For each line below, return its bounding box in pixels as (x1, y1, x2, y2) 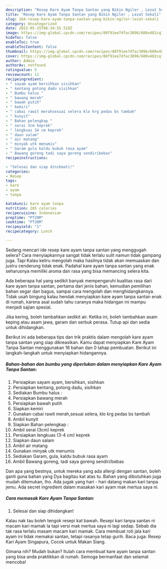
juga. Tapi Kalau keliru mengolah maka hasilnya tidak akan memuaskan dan (5, 257, 160, 263)
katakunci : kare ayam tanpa (5, 201, 64, 206)
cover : (5, 53, 19, 59)
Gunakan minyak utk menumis (12, 448, 75, 454)
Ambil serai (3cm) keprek (12, 427, 65, 433)
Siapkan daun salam (12, 437, 55, 443)
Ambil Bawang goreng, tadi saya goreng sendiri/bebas (12, 458, 124, 464)
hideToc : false (5, 35, 37, 40)
